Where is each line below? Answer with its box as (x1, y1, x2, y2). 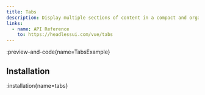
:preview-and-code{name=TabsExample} (6, 48, 110, 55)
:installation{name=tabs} (6, 82, 68, 89)
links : (6, 20, 23, 26)
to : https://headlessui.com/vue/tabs (17, 32, 113, 38)
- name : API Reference (12, 26, 70, 32)
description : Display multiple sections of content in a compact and (6, 15, 187, 21)
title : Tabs (6, 9, 37, 15)
